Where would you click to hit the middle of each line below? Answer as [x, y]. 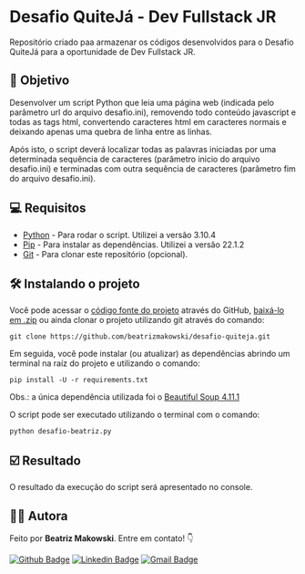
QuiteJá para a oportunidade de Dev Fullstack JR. [102, 51]
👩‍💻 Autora [39, 516]
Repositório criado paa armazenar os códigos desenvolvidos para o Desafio [152, 42]
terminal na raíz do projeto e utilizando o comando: [105, 363]
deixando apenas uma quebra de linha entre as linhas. [111, 131]
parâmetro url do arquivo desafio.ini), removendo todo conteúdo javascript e [153, 112]
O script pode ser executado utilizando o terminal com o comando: [135, 415]
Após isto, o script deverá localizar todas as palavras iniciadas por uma [143, 149]
